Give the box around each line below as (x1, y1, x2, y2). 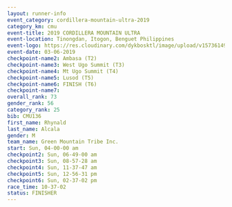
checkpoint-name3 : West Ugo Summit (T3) (7, 61, 126, 68)
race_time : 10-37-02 (7, 184, 67, 190)
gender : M (7, 132, 36, 139)
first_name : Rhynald (7, 119, 67, 126)
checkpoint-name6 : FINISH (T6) (7, 81, 97, 88)
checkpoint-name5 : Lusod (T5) (7, 74, 95, 81)
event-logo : (7, 42, 41, 49)
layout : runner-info (7, 10, 67, 17)
